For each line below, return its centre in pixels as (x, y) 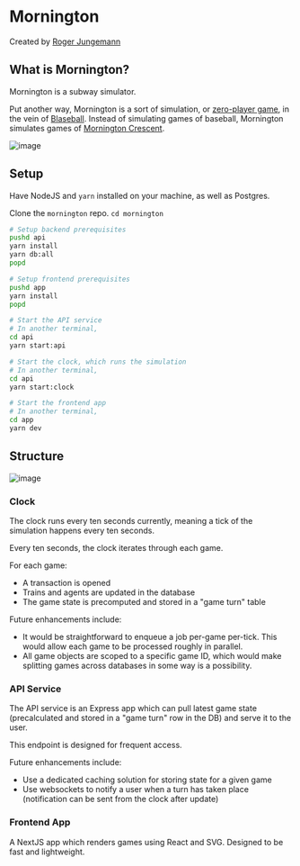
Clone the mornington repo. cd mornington (87, 212)
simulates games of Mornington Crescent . (87, 128)
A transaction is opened (66, 583)
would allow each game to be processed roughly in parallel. (132, 646)
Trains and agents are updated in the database (109, 592)
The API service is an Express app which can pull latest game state (133, 708)
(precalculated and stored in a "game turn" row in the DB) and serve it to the (150, 718)
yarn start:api (38, 346)
